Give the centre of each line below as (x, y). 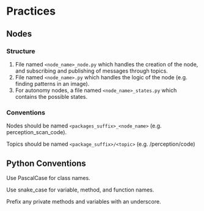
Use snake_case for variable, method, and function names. (80, 190)
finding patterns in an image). (52, 84)
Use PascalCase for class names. (48, 177)
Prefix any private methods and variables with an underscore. (84, 201)
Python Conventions (46, 163)
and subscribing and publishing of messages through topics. (91, 71)
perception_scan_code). (37, 132)
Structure (21, 51)
